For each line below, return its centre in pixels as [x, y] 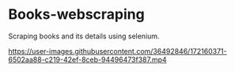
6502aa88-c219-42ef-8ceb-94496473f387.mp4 [88, 59]
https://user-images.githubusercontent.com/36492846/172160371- [117, 51]
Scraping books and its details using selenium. [84, 36]
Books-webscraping [76, 14]
